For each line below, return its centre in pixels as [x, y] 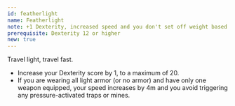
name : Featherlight [36, 20]
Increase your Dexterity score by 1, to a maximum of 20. [98, 73]
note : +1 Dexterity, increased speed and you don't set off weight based [117, 26]
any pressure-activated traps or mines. [74, 96]
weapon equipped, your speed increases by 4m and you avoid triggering [122, 88]
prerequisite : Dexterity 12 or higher [64, 33]
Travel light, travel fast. [40, 59]
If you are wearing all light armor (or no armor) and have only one [112, 80]
